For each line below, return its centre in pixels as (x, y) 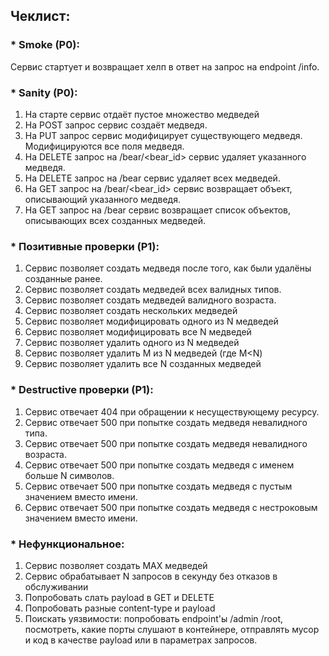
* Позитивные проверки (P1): (85, 246)
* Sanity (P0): (44, 92)
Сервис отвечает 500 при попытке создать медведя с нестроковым (171, 507)
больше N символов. (69, 475)
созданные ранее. (63, 279)
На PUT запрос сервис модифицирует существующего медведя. (163, 135)
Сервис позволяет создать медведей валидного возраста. (150, 300)
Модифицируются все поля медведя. (104, 146)
